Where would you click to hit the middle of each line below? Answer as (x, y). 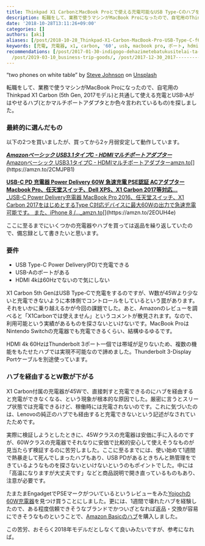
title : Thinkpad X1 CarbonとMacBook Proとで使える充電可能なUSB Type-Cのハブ (101, 12)
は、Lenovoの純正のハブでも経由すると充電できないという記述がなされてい (101, 414)
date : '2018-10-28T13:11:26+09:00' (52, 23)
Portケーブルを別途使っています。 (49, 359)
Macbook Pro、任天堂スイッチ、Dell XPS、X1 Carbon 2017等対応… (92, 189)
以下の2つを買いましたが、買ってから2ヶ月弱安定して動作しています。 (95, 142)
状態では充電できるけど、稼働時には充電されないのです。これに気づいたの (105, 406)
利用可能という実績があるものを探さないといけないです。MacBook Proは (98, 323)
